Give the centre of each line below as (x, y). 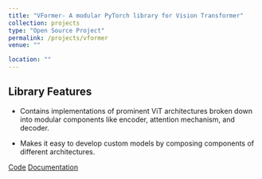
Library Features (50, 92)
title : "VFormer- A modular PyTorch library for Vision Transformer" (126, 16)
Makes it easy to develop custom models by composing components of (137, 143)
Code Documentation (43, 167)
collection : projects (44, 23)
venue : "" (25, 45)
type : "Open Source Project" (57, 30)
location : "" (30, 60)
